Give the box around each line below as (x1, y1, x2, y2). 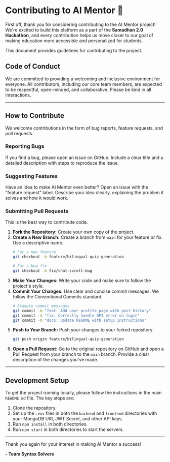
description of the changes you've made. (12, 357, 99, 363)
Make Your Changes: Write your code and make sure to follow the (12, 277, 151, 284)
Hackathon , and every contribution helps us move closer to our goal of (5, 32, 153, 38)
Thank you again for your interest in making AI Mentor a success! (5, 441, 141, 447)
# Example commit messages (12, 303, 70, 309)
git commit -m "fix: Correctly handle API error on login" (12, 313, 140, 318)
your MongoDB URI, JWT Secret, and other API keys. (12, 416, 123, 422)
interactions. (5, 91, 31, 98)
